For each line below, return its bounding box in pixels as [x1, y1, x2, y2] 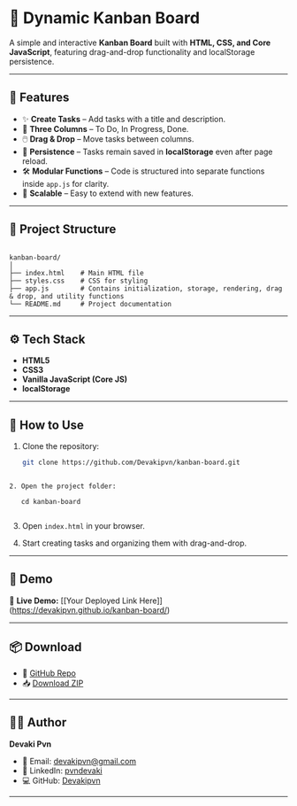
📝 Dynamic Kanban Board [9, 8, 201, 28]
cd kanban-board [20, 498, 81, 507]
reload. [21, 155, 49, 167]
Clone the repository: [21, 441, 100, 452]
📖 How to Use [9, 417, 84, 432]
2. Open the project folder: [9, 482, 117, 491]
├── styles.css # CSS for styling [9, 276, 148, 285]
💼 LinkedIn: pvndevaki [21, 765, 103, 776]
